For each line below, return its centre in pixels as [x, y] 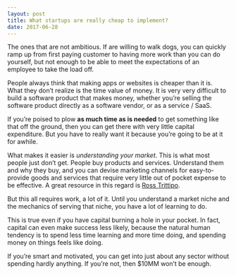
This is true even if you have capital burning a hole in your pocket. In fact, [114, 220]
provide [18, 178]
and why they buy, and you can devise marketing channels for [98, 171]
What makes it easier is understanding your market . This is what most [108, 155]
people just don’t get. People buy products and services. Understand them [116, 163]
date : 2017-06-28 [33, 27]
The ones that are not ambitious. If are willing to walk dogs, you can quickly [117, 47]
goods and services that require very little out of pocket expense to [129, 178]
